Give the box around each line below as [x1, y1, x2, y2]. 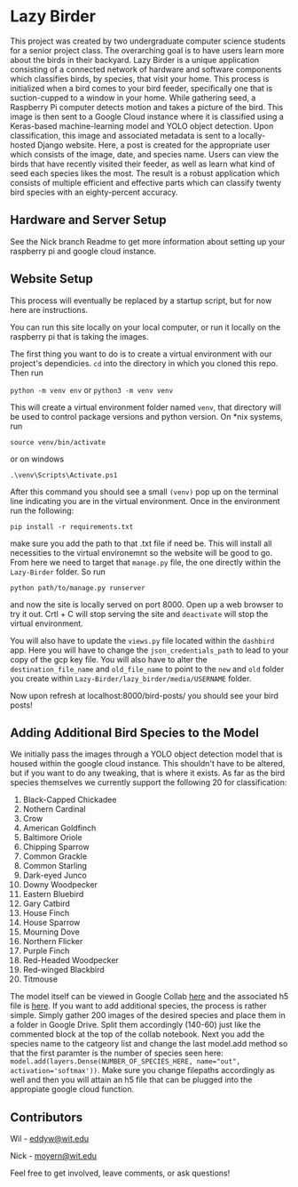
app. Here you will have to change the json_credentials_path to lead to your [10, 645, 289, 655]
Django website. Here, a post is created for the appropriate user [37, 140, 271, 150]
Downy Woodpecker [22, 879, 98, 890]
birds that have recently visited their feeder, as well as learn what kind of [10, 158, 276, 169]
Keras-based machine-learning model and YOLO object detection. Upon [10, 120, 274, 131]
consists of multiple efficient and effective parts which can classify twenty [10, 177, 282, 188]
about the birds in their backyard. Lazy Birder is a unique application [10, 54, 260, 65]
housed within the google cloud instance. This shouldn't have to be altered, [10, 758, 286, 769]
